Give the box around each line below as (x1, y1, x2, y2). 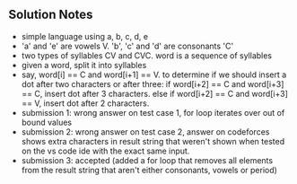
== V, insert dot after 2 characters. (21, 98, 150, 109)
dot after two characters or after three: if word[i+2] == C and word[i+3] (21, 78, 284, 89)
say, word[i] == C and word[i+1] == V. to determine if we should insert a (21, 69, 287, 80)
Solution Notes (8, 7, 93, 22)
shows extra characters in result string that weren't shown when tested (21, 136, 284, 146)
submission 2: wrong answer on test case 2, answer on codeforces (21, 126, 270, 137)
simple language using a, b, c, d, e (21, 31, 149, 41)
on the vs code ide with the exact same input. (21, 145, 190, 156)
